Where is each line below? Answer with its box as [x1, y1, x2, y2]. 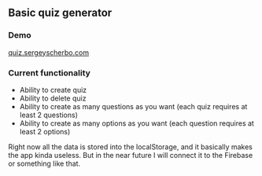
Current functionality [8, 67, 90, 78]
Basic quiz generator [8, 6, 113, 20]
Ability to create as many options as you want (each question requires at [19, 118, 254, 128]
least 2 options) [19, 126, 71, 136]
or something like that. [8, 159, 81, 168]
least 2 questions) [19, 110, 79, 119]
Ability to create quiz [19, 85, 87, 94]
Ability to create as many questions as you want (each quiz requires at [19, 101, 248, 111]
